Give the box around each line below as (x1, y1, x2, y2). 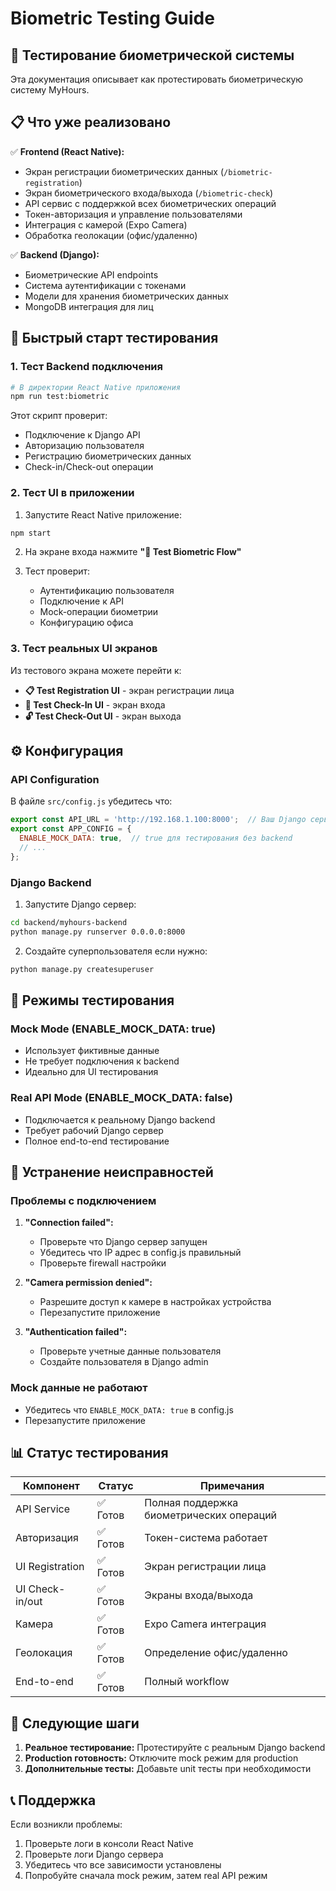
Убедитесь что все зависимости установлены (24, 1859, 222, 1871)
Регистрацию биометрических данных (24, 450, 192, 462)
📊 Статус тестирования (10, 1445, 169, 1462)
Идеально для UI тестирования (24, 1066, 159, 1078)
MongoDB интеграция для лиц (24, 300, 154, 312)
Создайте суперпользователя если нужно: (24, 945, 208, 957)
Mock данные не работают (10, 1381, 148, 1395)
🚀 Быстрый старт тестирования (10, 330, 219, 347)
